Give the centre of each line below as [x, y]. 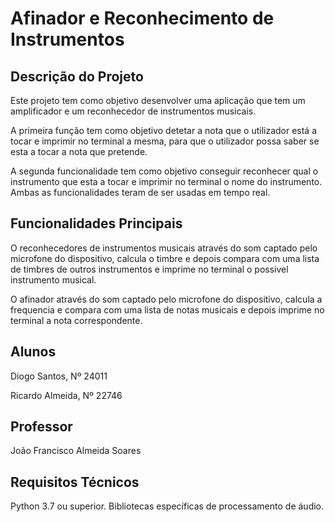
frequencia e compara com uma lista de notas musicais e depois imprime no [167, 309]
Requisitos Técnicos [75, 482]
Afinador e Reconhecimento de [142, 18]
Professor [41, 427]
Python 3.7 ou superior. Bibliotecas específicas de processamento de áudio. [167, 506]
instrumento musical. [53, 279]
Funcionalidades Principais [96, 223]
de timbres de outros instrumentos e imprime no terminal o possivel [149, 269]
